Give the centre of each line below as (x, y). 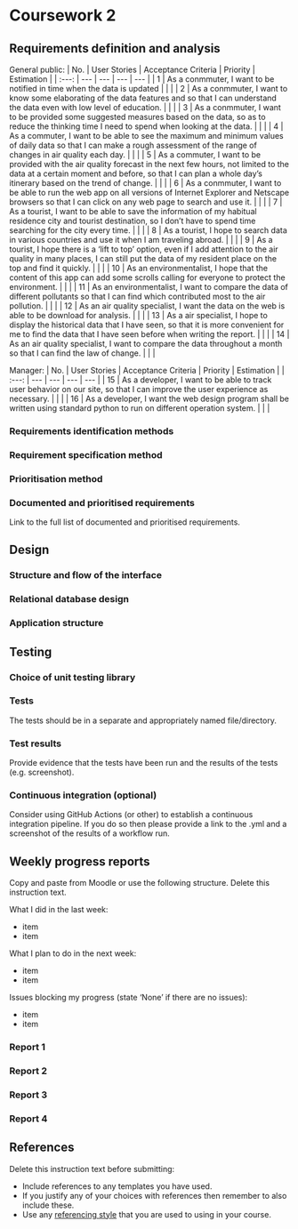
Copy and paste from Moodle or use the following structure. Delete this (139, 883)
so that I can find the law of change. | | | (82, 353)
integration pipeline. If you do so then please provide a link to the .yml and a (148, 824)
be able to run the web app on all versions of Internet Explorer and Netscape (149, 193)
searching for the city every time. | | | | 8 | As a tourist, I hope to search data (148, 230)
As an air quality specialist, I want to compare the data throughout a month (146, 344)
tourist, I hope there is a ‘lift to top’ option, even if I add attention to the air (144, 249)
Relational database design (69, 599)
